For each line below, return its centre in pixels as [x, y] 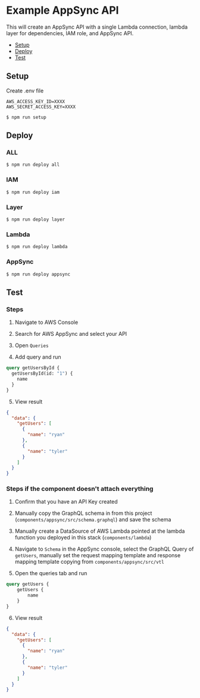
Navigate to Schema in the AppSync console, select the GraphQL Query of [104, 549]
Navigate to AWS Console [46, 322]
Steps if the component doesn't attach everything [80, 489]
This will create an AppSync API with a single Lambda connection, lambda [97, 27]
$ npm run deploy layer [36, 220]
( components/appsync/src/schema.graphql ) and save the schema [93, 520]
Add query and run [38, 357]
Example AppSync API [62, 10]
